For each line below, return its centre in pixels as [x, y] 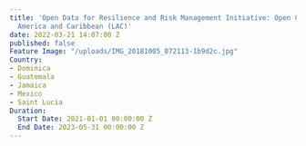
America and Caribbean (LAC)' [75, 26]
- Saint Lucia [36, 102]
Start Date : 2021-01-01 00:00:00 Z [85, 119]
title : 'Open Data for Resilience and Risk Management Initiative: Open [150, 18]
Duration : [28, 111]
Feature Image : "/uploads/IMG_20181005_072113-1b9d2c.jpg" [124, 52]
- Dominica [30, 69]
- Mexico [26, 93]
